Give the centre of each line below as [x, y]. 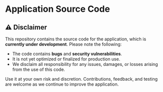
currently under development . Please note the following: [63, 44]
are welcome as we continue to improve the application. [62, 84]
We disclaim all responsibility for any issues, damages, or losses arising [85, 64]
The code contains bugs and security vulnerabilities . [67, 54]
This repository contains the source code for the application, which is [76, 39]
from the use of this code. [39, 69]
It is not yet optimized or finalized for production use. [66, 59]
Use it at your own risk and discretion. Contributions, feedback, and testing [81, 79]
